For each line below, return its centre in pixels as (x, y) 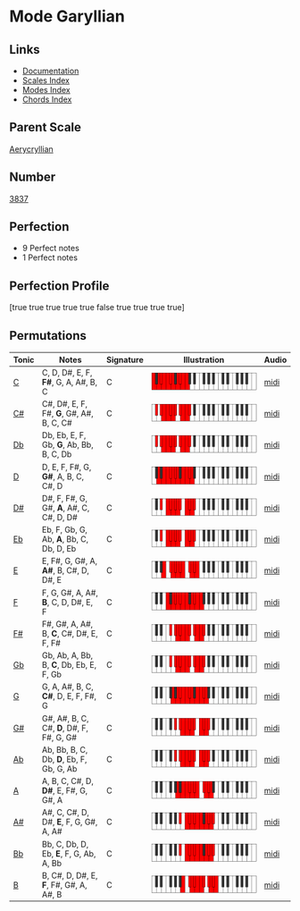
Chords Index (47, 99)
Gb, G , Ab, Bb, (67, 445)
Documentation (50, 71)
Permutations (48, 336)
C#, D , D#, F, (65, 728)
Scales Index (46, 80)
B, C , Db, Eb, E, (69, 665)
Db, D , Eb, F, (64, 759)
